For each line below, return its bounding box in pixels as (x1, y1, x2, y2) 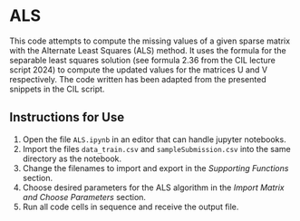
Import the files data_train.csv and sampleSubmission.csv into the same (22, 143, 292, 154)
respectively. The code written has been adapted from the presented (9, 73, 266, 84)
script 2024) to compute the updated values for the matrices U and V (9, 64, 268, 75)
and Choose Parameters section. (22, 191, 147, 202)
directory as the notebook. (22, 153, 122, 164)
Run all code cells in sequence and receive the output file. (22, 201, 239, 212)
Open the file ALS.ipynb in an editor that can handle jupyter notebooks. (22, 133, 287, 145)
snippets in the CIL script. (9, 83, 105, 94)
